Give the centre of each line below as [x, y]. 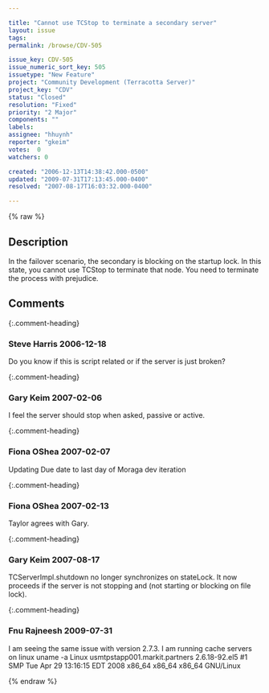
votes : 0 [25, 150]
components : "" [34, 120]
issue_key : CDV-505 [41, 60]
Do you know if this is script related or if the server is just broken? [117, 361]
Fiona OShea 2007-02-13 [59, 505]
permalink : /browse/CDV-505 [55, 45]
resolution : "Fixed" [43, 105]
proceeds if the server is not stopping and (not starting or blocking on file [130, 586]
